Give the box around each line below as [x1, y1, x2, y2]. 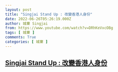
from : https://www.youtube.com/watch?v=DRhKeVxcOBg [5, 26, 113, 31]
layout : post [5, 7, 32, 12]
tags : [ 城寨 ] [5, 30, 35, 35]
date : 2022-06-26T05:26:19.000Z [5, 16, 71, 21]
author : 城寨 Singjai [5, 21, 48, 26]
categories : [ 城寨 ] [5, 39, 48, 44]
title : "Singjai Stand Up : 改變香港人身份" [5, 12, 92, 17]
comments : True [5, 35, 36, 40]
